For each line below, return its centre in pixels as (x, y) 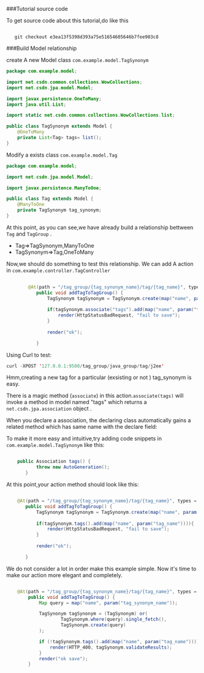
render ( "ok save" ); (63, 658)
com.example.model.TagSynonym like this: (56, 445)
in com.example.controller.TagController (58, 270)
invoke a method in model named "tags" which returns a (77, 402)
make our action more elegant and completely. (64, 575)
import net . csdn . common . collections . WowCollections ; (74, 82)
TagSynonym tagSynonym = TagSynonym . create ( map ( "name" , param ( (118, 512)
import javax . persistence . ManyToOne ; (54, 188)
